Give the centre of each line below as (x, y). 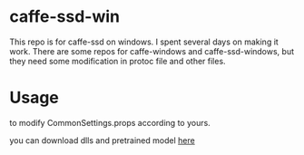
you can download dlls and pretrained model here (102, 140)
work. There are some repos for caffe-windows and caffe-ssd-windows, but (152, 51)
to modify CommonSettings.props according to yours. (110, 122)
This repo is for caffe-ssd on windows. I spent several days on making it (144, 42)
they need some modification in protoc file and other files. (118, 61)
